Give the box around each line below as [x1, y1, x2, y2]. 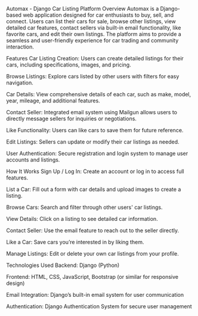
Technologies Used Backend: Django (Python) [6, 262, 120, 269]
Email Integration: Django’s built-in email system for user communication [6, 291, 184, 298]
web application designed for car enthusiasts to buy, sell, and [23, 11, 174, 19]
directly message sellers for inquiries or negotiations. [6, 115, 137, 122]
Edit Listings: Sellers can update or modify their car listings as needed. [6, 138, 180, 145]
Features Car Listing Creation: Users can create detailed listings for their [6, 55, 184, 62]
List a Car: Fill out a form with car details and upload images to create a [6, 186, 181, 193]
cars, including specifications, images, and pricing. [6, 61, 131, 68]
